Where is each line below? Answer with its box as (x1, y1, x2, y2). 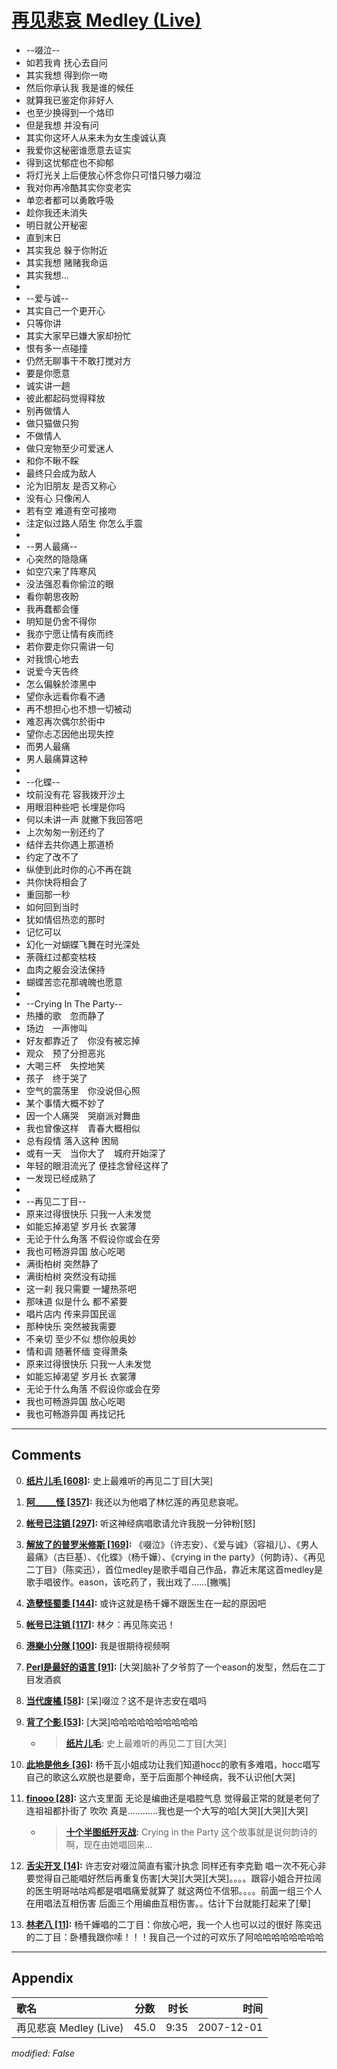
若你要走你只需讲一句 (25, 640, 114, 652)
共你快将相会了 (25, 876, 88, 888)
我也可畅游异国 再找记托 (25, 1407, 126, 1420)
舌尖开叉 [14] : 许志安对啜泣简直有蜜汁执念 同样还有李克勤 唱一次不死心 (25, 1859, 318, 1871)
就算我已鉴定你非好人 (25, 94, 114, 106)
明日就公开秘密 (25, 219, 88, 231)
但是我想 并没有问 (25, 119, 99, 131)
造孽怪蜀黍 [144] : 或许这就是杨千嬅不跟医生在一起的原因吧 (25, 1597, 267, 1609)
